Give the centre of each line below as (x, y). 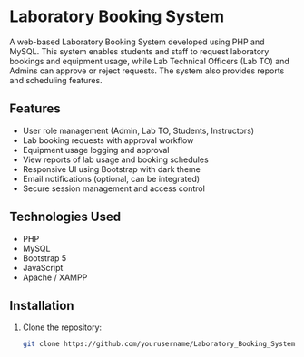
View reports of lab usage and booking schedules (115, 159)
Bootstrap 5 (44, 258)
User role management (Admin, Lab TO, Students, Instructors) (138, 130)
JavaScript (43, 267)
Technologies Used (65, 217)
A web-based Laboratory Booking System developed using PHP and (137, 42)
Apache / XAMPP (55, 277)
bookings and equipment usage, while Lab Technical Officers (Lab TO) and (150, 61)
